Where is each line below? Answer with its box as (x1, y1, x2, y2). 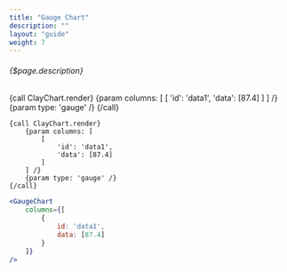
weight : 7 (9, 37, 46, 47)
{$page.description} (9, 65, 84, 76)
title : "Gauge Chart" (9, 12, 90, 22)
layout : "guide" (9, 29, 69, 38)
